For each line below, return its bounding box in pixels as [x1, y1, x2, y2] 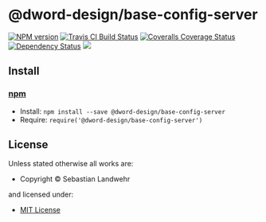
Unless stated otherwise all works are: [8, 159, 134, 169]
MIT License [19, 205, 61, 215]
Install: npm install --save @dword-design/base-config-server [19, 106, 225, 116]
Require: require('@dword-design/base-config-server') [19, 115, 203, 124]
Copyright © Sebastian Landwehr [19, 174, 131, 184]
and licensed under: [8, 189, 74, 200]
